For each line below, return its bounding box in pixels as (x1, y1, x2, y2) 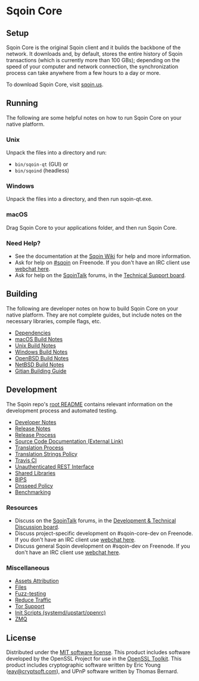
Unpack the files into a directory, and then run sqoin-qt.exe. (6, 196, 153, 203)
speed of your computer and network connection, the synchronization (6, 63, 179, 70)
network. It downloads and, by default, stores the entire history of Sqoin (6, 50, 183, 57)
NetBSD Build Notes (14, 361, 64, 368)
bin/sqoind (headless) (14, 167, 70, 174)
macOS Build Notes (14, 335, 63, 342)
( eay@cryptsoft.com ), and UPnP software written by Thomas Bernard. (6, 668, 179, 675)
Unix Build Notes (14, 342, 57, 349)
